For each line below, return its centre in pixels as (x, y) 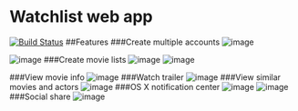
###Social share (40, 96)
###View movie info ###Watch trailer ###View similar (145, 77)
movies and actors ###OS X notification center (115, 86)
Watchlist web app (81, 17)
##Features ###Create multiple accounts (143, 42)
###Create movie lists (85, 59)
